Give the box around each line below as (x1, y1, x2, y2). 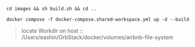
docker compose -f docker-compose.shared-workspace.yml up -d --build (6, 16, 190, 23)
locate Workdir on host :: (21, 27, 83, 34)
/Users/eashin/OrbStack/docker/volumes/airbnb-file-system (21, 34, 174, 41)
